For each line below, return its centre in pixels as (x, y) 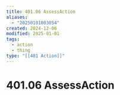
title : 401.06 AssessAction (41, 12)
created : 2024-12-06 (32, 28)
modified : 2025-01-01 (33, 34)
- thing (21, 50)
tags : (13, 39)
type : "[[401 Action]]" (36, 56)
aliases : (17, 17)
